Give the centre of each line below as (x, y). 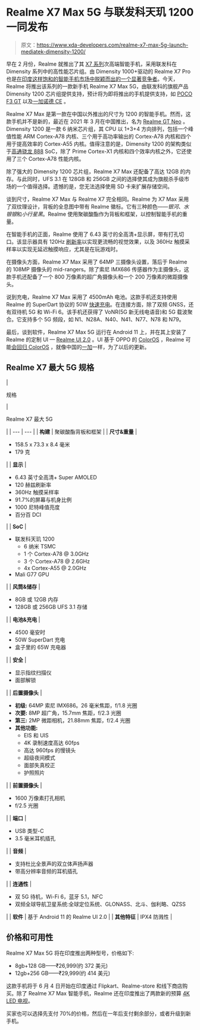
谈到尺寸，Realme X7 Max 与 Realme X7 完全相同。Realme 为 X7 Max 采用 (98, 199)
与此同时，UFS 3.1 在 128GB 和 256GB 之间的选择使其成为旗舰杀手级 (100, 179)
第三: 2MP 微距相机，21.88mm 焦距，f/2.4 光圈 (73, 720)
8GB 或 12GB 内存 (36, 599)
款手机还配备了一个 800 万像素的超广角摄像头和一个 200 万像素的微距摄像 (97, 277)
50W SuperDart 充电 (40, 639)
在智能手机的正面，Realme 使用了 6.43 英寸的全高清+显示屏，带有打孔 (93, 234)
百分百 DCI (28, 514)
